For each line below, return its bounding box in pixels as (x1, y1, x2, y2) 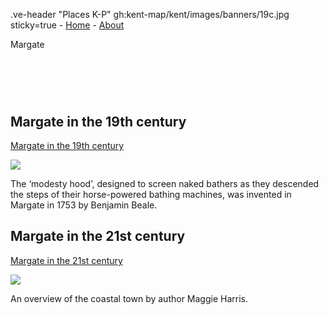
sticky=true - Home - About (10, 19, 125, 31)
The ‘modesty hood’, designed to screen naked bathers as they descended (10, 178, 320, 189)
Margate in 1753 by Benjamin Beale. (10, 199, 158, 211)
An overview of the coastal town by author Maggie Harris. (10, 292, 248, 304)
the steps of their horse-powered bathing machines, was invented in (10, 189, 292, 200)
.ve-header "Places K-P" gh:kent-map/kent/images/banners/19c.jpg (10, 9, 290, 20)
